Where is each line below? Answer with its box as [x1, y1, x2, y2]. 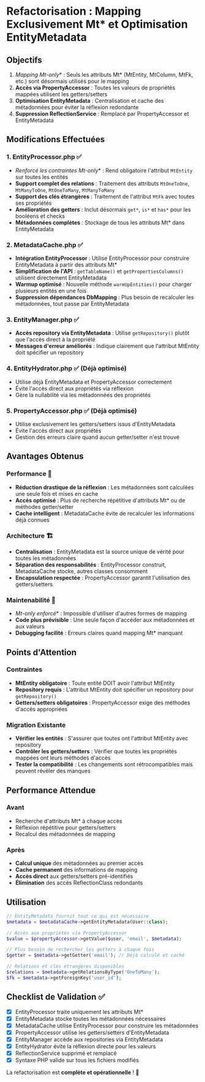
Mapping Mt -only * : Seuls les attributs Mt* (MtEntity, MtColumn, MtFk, [15, 71, 193, 78]
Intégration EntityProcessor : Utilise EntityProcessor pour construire [15, 254, 190, 262]
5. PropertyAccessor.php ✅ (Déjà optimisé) [6, 406, 137, 415]
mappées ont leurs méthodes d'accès [15, 754, 111, 761]
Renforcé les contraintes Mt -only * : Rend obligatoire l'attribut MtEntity [15, 167, 193, 174]
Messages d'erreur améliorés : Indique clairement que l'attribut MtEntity [15, 342, 199, 350]
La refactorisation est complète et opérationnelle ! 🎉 [6, 1069, 140, 1076]
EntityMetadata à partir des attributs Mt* [15, 261, 117, 268]
